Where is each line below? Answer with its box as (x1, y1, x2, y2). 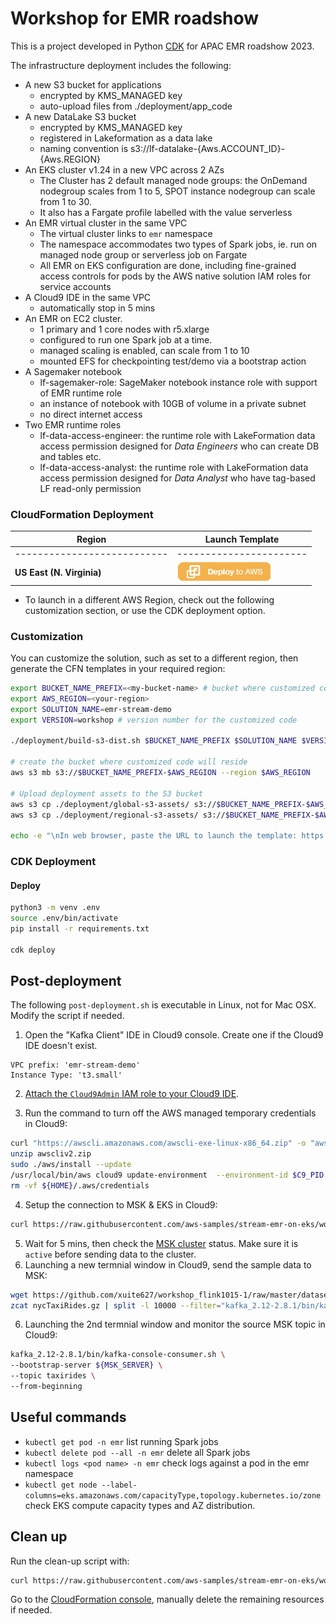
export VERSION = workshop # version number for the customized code (10, 715, 298, 725)
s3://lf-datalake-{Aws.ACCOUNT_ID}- (129, 142, 286, 154)
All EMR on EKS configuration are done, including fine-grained (39, 259, 297, 271)
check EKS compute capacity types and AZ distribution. (24, 1499, 256, 1511)
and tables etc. (39, 450, 102, 462)
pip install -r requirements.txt (10, 924, 150, 934)
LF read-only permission (39, 482, 142, 494)
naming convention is (39, 142, 129, 154)
